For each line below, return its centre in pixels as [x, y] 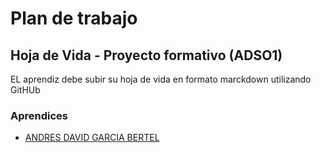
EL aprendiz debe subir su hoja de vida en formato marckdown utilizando [161, 79]
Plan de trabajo [74, 18]
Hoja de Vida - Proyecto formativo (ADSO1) [146, 55]
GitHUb [25, 90]
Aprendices [39, 115]
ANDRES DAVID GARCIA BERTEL [92, 138]
